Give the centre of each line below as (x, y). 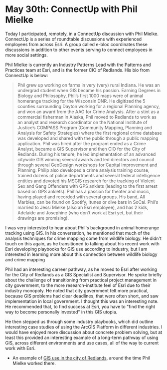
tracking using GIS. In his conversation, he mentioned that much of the (78, 233)
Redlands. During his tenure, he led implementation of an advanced (86, 154)
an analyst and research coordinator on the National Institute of (82, 122)
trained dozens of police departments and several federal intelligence (89, 175)
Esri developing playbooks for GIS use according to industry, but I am (76, 249)
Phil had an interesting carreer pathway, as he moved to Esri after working (81, 269)
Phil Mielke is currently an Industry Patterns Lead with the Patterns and (78, 65)
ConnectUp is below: (27, 75)
